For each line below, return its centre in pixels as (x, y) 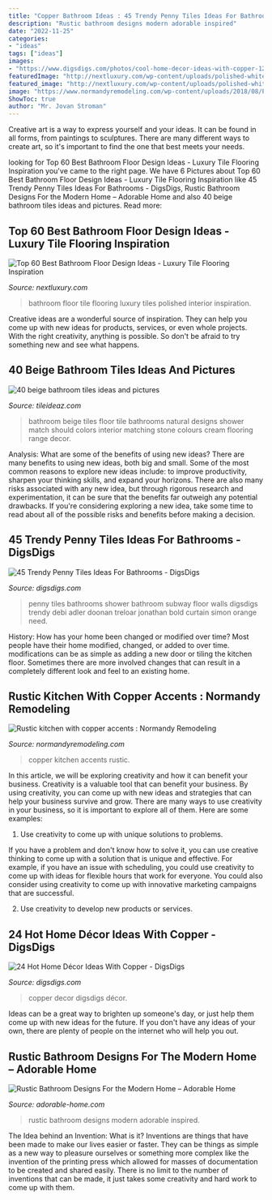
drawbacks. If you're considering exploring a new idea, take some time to (131, 506)
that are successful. (41, 894)
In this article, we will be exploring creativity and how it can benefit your (128, 776)
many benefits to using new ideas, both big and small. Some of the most (129, 462)
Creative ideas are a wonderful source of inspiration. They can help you (128, 319)
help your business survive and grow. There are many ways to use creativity (136, 801)
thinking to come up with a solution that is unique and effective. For (121, 859)
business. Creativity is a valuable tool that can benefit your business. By (128, 784)
